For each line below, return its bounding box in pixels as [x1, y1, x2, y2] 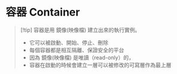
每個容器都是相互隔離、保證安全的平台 [29, 46, 124, 54]
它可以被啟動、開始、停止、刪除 [29, 39, 109, 46]
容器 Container [5, 5, 80, 19]
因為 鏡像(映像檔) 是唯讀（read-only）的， [29, 54, 134, 61]
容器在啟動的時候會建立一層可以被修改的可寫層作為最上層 [29, 61, 172, 69]
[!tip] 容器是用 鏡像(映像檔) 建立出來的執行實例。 [20, 26, 140, 33]
